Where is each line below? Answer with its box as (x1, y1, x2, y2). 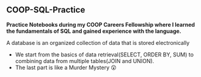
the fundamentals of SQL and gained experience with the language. (6, 27, 181, 35)
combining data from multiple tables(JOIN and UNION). (15, 57, 155, 64)
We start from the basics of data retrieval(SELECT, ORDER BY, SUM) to (15, 51, 194, 58)
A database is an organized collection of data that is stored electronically (6, 39, 190, 46)
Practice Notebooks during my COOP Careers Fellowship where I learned (6, 21, 196, 28)
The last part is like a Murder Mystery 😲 (15, 64, 117, 71)
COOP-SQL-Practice (6, 5, 86, 15)
